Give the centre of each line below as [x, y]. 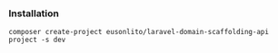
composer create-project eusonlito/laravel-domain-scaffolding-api [139, 32]
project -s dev [37, 40]
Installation [34, 13]
